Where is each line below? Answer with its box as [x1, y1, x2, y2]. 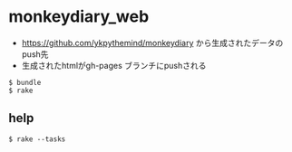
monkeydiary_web [8, 6, 150, 27]
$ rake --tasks [8, 134, 66, 144]
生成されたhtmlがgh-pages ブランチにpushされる [21, 60, 207, 71]
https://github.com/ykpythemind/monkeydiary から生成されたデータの [21, 37, 284, 48]
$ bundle [8, 78, 42, 87]
